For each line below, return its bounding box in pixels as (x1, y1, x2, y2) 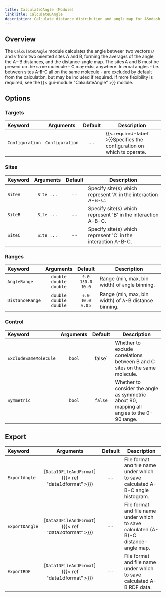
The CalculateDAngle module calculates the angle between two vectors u (5, 48, 154, 54)
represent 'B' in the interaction (88, 211, 159, 218)
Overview (5, 35, 36, 43)
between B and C (115, 358, 155, 365)
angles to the (115, 409, 145, 416)
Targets (5, 109, 24, 116)
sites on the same (115, 364, 156, 371)
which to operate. (105, 148, 147, 155)
